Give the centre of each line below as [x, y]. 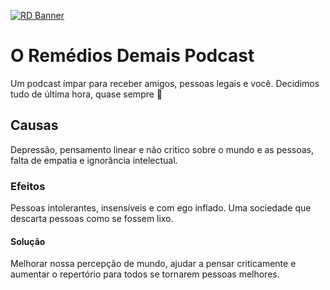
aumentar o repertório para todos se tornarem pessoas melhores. [145, 274]
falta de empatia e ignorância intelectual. [94, 160]
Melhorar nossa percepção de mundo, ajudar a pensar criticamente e [153, 264]
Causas [34, 125]
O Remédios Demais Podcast [132, 56]
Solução [28, 241]
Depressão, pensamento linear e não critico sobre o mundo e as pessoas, [162, 149]
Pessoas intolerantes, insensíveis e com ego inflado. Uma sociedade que [161, 208]
